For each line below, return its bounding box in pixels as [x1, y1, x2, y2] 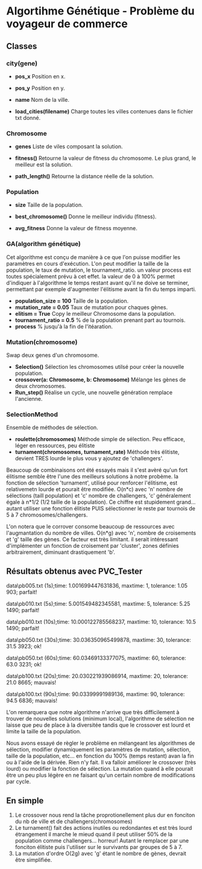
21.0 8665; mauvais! [6, 679, 57, 686]
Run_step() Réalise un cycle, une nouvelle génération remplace [14, 389, 173, 396]
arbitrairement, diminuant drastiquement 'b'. [6, 548, 116, 556]
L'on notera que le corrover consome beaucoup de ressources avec [6, 523, 175, 530]
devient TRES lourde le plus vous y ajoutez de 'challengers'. [14, 455, 164, 462]
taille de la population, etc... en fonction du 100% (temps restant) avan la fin [6, 752, 194, 760]
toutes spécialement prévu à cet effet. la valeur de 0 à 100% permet [6, 272, 175, 280]
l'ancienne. [14, 395, 43, 403]
